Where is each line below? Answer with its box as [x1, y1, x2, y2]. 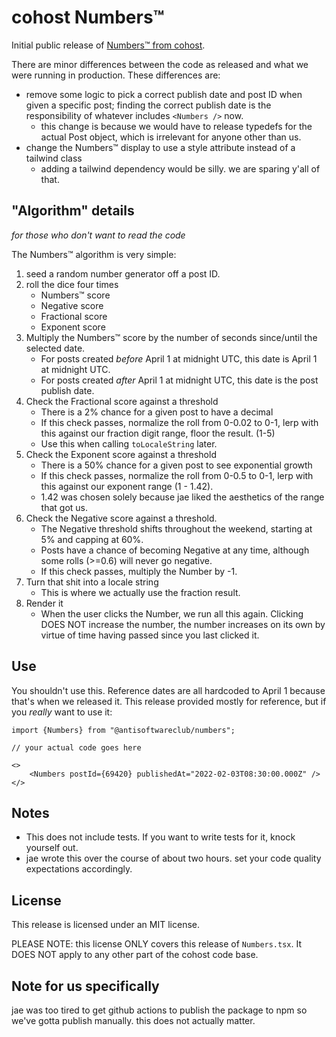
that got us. [40, 501, 89, 513]
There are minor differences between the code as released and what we [11, 58, 309, 70]
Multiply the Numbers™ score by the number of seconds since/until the [25, 331, 318, 343]
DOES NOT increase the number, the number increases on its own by [40, 618, 326, 630]
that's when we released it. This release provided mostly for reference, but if [11, 695, 327, 707]
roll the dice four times [25, 278, 119, 290]
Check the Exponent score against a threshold [25, 448, 217, 460]
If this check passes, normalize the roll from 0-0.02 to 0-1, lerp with [40, 416, 319, 428]
